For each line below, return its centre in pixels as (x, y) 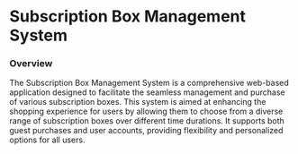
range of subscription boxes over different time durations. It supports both (147, 121)
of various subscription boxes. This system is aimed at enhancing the (138, 102)
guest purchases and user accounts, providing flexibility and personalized (146, 131)
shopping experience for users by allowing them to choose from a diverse (146, 111)
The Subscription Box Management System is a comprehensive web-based (149, 83)
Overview (31, 64)
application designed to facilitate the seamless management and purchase (147, 92)
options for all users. (47, 140)
